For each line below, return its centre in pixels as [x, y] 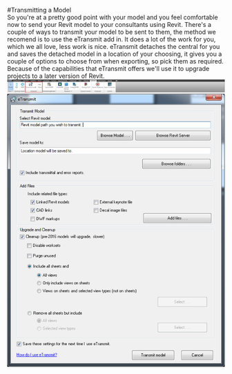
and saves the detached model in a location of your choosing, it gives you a [115, 54]
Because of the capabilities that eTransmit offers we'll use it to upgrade [108, 69]
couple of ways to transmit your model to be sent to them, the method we [112, 32]
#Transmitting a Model [39, 10]
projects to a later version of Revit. [56, 76]
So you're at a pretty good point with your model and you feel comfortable [113, 17]
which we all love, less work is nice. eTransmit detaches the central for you [114, 47]
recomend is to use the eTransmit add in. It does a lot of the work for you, [112, 39]
